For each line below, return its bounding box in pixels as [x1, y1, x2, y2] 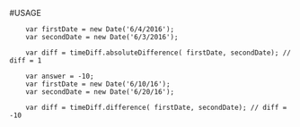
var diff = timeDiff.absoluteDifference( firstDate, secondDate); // [25, 48, 292, 57]
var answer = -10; [25, 72, 94, 80]
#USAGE [9, 8, 42, 18]
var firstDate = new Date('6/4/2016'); [25, 25, 175, 34]
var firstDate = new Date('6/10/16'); [25, 80, 171, 89]
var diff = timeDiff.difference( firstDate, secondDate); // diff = [25, 103, 287, 112]
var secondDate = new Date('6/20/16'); [25, 88, 175, 97]
